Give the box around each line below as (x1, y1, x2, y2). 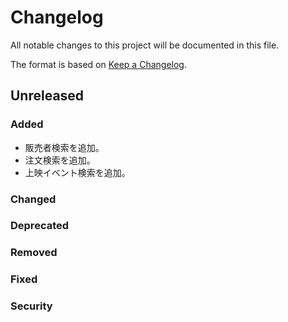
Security (10, 299, 53, 313)
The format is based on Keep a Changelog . (10, 58, 187, 70)
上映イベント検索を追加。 (24, 166, 131, 178)
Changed (10, 192, 57, 206)
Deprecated (10, 219, 70, 233)
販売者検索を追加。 (24, 141, 105, 153)
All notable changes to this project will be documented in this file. (10, 39, 280, 51)
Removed (10, 246, 58, 260)
